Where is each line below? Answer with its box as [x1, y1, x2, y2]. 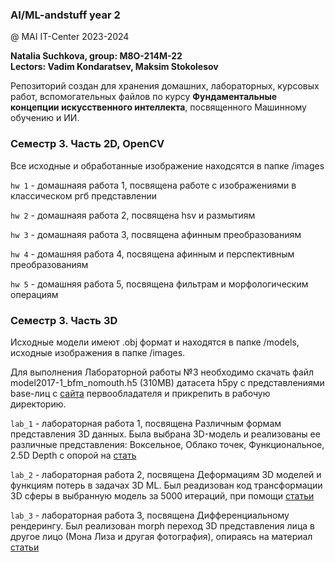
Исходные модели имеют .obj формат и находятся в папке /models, [10, 336, 300, 348]
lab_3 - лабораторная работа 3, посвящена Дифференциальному [10, 509, 290, 521]
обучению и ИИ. [10, 112, 80, 124]
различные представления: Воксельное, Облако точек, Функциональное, [10, 438, 325, 450]
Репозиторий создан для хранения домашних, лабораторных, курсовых [10, 80, 320, 92]
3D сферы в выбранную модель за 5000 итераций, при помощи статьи [10, 489, 315, 502]
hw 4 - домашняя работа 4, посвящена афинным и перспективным [10, 248, 295, 260]
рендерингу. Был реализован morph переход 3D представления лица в [10, 519, 315, 532]
